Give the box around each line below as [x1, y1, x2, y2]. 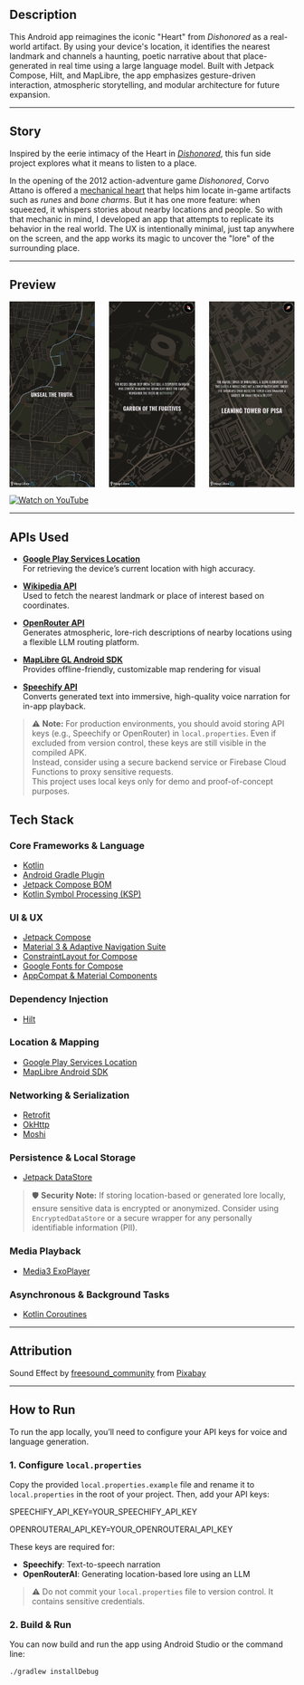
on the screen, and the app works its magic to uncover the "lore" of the [9, 233, 275, 244]
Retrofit [22, 1110, 51, 1121]
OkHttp [22, 1119, 50, 1131]
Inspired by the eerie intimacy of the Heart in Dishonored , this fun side [9, 148, 271, 159]
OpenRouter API [22, 618, 85, 629]
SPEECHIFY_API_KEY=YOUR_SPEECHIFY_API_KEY [9, 1506, 197, 1516]
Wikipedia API [22, 581, 77, 592]
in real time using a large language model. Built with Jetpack [49, 60, 274, 71]
